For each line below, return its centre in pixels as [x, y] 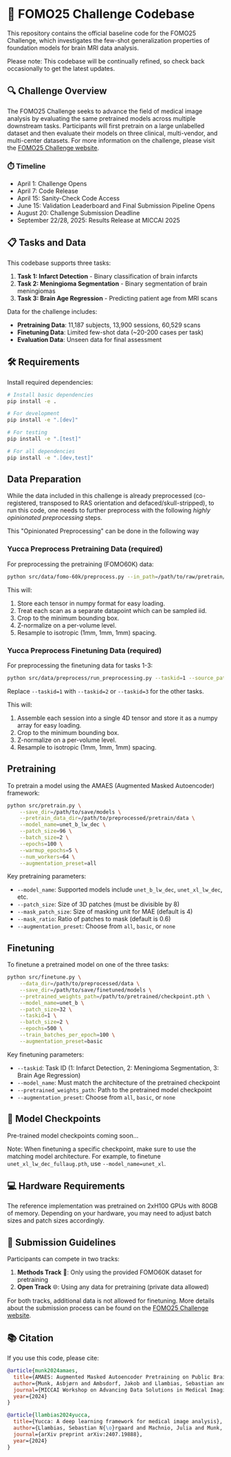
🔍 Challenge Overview [57, 91]
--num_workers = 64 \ [47, 857]
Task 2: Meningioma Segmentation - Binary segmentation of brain [112, 283]
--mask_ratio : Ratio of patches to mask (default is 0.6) [94, 919]
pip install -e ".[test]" [44, 439]
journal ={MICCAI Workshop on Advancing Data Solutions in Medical [110, 1390]
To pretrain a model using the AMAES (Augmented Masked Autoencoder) [111, 785]
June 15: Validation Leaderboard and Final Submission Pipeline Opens [116, 205]
